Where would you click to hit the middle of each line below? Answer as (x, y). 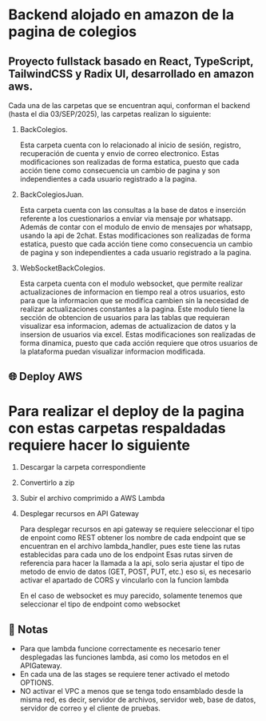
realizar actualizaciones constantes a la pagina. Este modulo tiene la (132, 309)
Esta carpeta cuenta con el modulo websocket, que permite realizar (131, 283)
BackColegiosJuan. (52, 194)
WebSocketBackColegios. (62, 268)
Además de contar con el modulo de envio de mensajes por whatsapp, (136, 227)
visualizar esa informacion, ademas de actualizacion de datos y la (128, 326)
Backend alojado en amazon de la (121, 15)
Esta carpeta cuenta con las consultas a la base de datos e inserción (133, 210)
